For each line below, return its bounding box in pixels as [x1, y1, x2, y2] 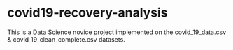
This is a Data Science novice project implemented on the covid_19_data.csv [7, 28, 227, 36]
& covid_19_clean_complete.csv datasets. [7, 35, 126, 43]
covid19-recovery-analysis [7, 5, 168, 21]
